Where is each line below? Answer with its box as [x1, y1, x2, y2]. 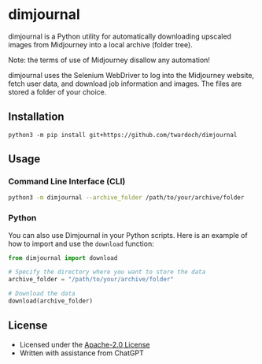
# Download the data [8, 290, 76, 298]
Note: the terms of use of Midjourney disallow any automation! [8, 55, 211, 65]
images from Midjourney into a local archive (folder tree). [8, 39, 193, 49]
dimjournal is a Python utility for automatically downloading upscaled [8, 32, 232, 41]
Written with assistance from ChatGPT [19, 348, 144, 358]
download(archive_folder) [8, 297, 93, 305]
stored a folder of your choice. [8, 87, 107, 96]
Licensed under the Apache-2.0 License [19, 340, 150, 349]
